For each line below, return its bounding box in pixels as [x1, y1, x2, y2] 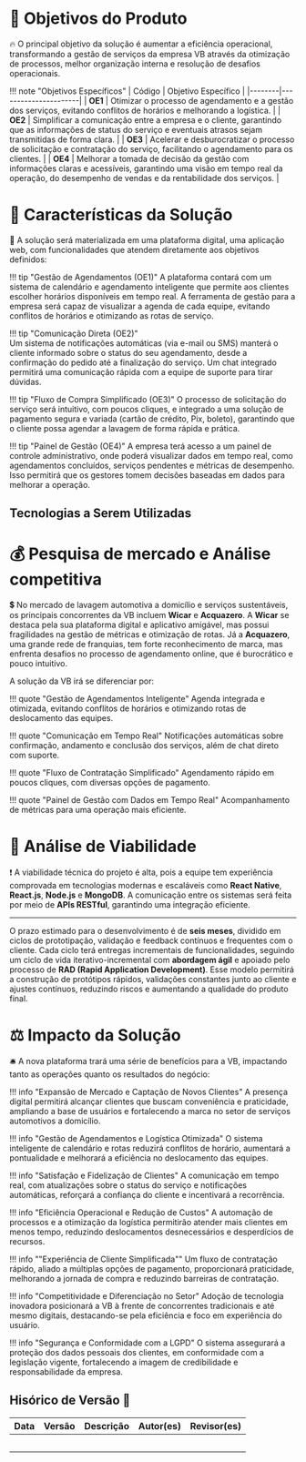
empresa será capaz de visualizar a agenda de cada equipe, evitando [9, 300, 270, 311]
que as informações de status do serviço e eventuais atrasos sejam [9, 124, 262, 135]
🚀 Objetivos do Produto [9, 8, 188, 29]
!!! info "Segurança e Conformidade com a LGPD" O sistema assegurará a [9, 1337, 286, 1348]
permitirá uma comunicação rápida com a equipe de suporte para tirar [9, 366, 273, 377]
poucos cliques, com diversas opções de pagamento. [9, 777, 211, 788]
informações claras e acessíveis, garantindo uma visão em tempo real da [9, 163, 284, 174]
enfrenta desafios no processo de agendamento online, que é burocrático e [9, 648, 293, 659]
